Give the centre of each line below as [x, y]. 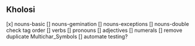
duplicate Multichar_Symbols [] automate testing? [67, 36]
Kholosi [21, 10]
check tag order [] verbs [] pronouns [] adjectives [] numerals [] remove [95, 30]
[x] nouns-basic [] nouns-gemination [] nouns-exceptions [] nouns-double [98, 24]
